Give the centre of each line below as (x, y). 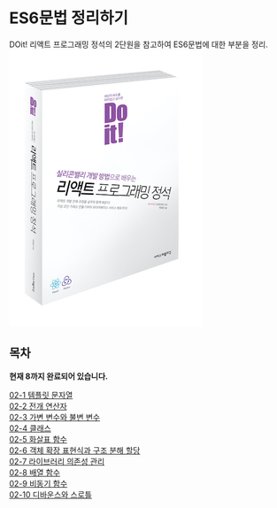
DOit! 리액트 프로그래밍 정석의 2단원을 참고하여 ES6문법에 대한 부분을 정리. (138, 44)
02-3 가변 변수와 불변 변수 (54, 417)
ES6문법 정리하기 (69, 18)
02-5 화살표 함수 (38, 439)
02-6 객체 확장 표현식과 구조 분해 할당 (75, 450)
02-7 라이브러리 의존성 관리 (57, 461)
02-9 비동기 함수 (38, 483)
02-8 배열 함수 (35, 472)
